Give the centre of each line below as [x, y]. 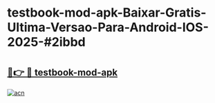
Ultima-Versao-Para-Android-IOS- [108, 27]
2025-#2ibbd [47, 42]
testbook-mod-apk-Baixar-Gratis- [107, 13]
